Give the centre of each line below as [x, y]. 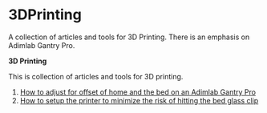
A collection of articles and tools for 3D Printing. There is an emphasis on [129, 37]
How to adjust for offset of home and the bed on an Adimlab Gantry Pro [138, 92]
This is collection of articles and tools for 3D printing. [96, 76]
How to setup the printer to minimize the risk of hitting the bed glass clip [139, 100]
